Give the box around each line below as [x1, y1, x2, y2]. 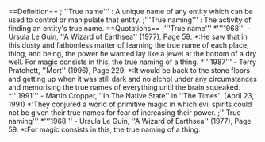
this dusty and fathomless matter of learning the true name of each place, [8, 40, 249, 50]
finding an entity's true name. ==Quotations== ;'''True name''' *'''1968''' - [8, 24, 251, 33]
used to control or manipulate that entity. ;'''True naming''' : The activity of [8, 15, 252, 25]
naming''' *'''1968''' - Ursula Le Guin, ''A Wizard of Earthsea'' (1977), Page [8, 117, 252, 125]
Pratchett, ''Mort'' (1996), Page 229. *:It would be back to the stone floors [8, 66, 251, 75]
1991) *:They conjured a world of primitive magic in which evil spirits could [8, 99, 252, 109]
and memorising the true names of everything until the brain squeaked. [8, 83, 240, 92]
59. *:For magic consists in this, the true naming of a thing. [8, 125, 201, 134]
